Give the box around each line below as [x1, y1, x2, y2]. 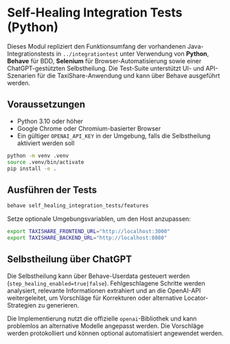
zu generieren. [37, 301, 80, 309]
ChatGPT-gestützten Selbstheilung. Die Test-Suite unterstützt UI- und [7, 64, 205, 72]
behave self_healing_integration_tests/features [7, 202, 149, 209]
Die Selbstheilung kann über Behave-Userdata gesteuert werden [7, 272, 190, 280]
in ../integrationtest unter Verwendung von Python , [56, 50, 209, 58]
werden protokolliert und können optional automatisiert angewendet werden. [7, 329, 224, 337]
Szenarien [7, 71, 36, 80]
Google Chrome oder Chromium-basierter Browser [16, 124, 161, 132]
